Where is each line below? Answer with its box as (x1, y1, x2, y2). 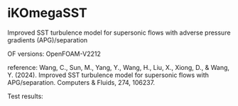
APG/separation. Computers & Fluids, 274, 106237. (7, 78, 155, 86)
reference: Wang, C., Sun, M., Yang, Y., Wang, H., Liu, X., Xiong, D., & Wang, (7, 63, 229, 71)
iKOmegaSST (7, 5, 87, 21)
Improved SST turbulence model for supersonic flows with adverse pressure (7, 28, 231, 37)
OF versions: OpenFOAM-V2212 (7, 49, 101, 58)
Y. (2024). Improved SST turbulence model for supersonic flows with (7, 71, 210, 79)
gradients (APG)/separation (7, 35, 88, 44)
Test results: (7, 92, 44, 100)
